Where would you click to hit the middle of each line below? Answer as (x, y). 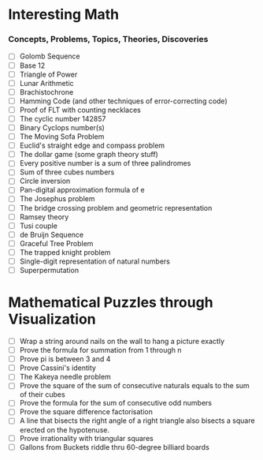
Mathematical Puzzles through (111, 303)
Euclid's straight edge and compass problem (92, 146)
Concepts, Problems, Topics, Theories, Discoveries (108, 39)
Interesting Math (64, 15)
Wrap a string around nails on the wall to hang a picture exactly (122, 341)
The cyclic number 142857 (63, 118)
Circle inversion (45, 181)
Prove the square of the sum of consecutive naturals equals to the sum (134, 386)
